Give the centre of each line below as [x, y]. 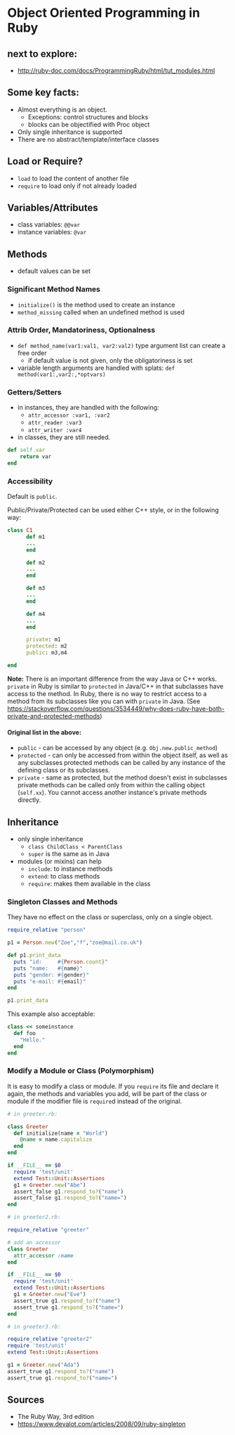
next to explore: [42, 54]
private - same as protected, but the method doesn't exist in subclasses [122, 777]
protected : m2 [47, 646]
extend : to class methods [64, 876]
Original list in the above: [45, 732]
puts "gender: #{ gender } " [52, 975]
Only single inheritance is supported [70, 132]
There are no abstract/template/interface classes [88, 139]
